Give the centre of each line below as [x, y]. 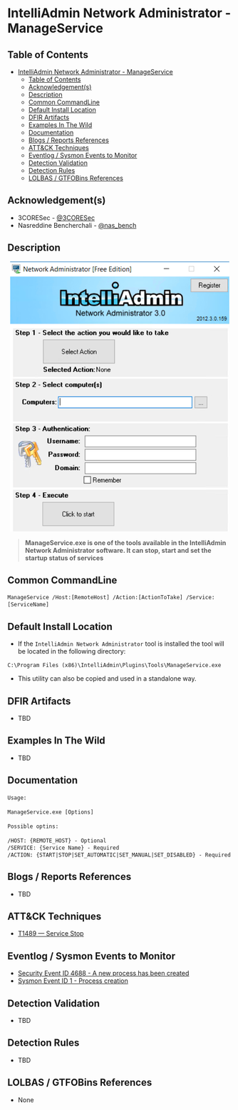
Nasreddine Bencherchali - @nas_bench [77, 225]
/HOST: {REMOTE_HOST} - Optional [57, 841]
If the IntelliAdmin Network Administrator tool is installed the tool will [121, 644]
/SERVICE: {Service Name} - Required [63, 848]
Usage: [17, 798]
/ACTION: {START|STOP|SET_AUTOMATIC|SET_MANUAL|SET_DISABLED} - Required [119, 855]
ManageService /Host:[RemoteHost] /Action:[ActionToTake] [95, 598]
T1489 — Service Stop [51, 934]
